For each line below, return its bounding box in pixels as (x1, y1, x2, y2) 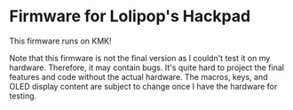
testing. (9, 90, 37, 101)
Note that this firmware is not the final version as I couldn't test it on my (9, 52, 271, 63)
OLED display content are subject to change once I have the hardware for (9, 81, 278, 91)
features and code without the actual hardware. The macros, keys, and (9, 71, 268, 82)
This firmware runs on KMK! (9, 35, 113, 46)
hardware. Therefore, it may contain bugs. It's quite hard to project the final (9, 62, 284, 73)
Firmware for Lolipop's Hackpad (9, 6, 251, 27)
